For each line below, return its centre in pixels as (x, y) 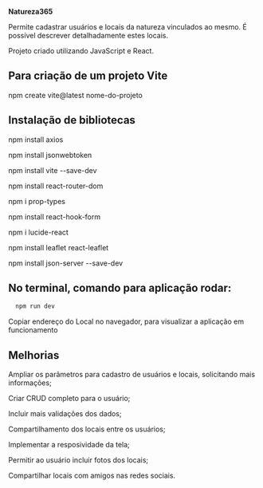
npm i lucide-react (39, 232)
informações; (30, 383)
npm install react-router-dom (56, 186)
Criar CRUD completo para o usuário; (69, 399)
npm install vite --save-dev (53, 170)
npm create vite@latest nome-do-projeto (76, 95)
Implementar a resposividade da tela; (69, 445)
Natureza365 (31, 12)
